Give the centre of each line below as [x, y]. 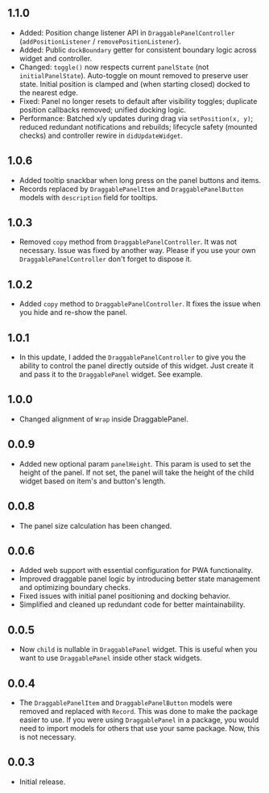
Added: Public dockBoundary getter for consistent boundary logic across [138, 50]
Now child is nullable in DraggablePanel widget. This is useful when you [138, 650]
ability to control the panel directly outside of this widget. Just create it [137, 366]
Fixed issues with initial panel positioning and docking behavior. [125, 596]
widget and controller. [56, 58]
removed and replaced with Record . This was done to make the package [139, 711]
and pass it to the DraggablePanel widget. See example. [111, 375]
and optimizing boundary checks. [74, 587]
